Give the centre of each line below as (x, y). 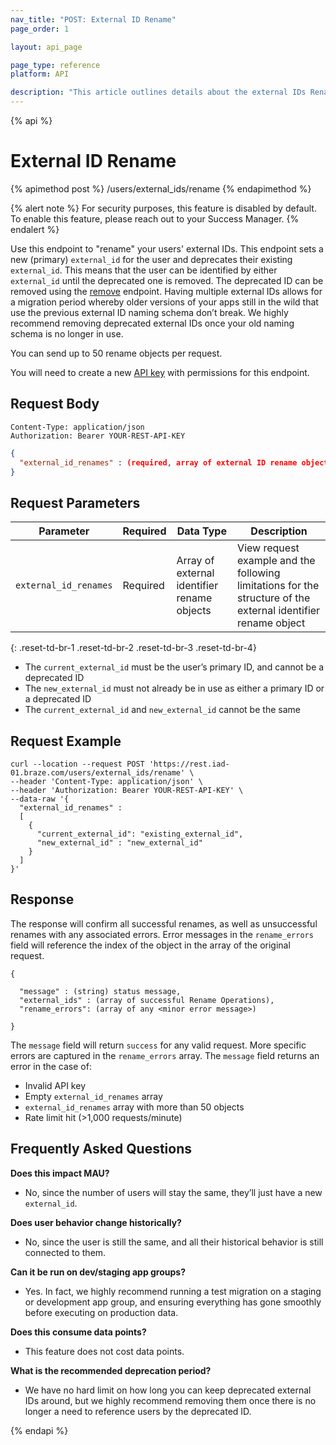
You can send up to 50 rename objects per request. (116, 353)
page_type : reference (55, 65)
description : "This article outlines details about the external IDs (158, 92)
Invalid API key (55, 1085)
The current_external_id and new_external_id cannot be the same (162, 710)
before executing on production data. (101, 1312)
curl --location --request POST (77, 764)
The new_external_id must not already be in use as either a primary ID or (174, 688)
